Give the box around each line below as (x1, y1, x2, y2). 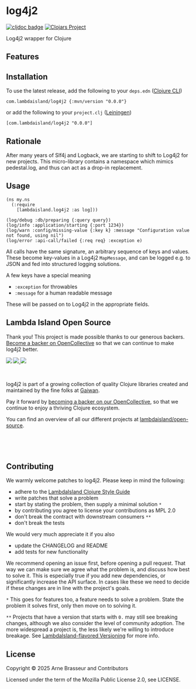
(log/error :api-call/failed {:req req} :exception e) (6, 237, 143, 244)
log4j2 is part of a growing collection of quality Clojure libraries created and (6, 380, 188, 387)
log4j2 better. (6, 346, 39, 353)
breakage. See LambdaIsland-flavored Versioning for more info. (6, 632, 160, 639)
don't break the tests (14, 520, 65, 527)
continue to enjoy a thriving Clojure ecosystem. (6, 404, 120, 411)
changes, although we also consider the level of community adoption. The (6, 620, 185, 627)
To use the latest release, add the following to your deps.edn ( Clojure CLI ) (6, 87, 183, 94)
